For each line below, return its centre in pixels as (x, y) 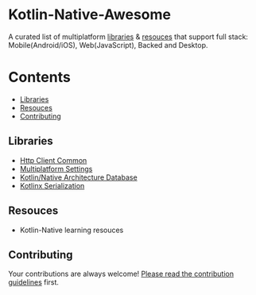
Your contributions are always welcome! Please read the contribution (121, 274)
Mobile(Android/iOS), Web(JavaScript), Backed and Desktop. (108, 45)
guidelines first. (34, 282)
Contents (40, 78)
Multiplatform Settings (56, 169)
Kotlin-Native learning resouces (72, 230)
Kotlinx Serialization (52, 185)
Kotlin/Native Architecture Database (78, 177)
